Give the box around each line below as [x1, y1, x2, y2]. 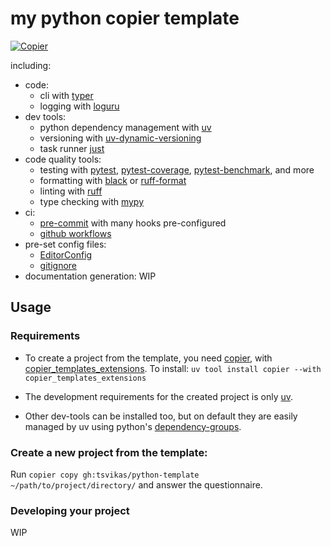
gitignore [39, 259, 77, 271]
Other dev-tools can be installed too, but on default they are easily [24, 410, 298, 422]
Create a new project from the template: [10, 445, 208, 459]
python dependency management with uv [39, 121, 212, 133]
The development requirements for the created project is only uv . [24, 390, 294, 402]
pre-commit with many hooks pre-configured [39, 217, 227, 229]
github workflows [39, 227, 112, 239]
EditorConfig [39, 248, 93, 261]
